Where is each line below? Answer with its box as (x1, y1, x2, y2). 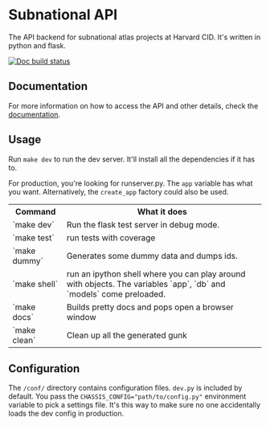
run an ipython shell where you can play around (66, 268, 246, 279)
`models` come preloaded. (66, 288, 166, 299)
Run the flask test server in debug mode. (66, 219, 219, 230)
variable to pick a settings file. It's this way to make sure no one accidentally (8, 400, 261, 410)
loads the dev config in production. (8, 408, 125, 419)
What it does (137, 206, 187, 217)
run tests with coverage (66, 231, 156, 243)
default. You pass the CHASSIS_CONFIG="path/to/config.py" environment (8, 391, 247, 401)
